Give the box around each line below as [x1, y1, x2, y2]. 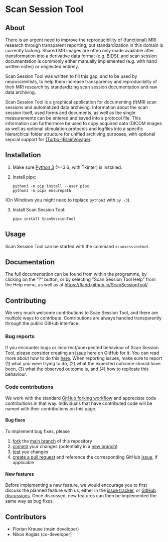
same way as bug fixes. [5, 498, 54, 504]
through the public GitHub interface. [5, 320, 80, 327]
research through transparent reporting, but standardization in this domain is [5, 42, 163, 48]
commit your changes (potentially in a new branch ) [12, 444, 118, 450]
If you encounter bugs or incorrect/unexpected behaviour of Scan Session [5, 344, 159, 350]
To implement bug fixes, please [5, 428, 70, 435]
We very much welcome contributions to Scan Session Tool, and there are [5, 310, 158, 316]
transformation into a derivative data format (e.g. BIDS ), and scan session [5, 53, 157, 59]
